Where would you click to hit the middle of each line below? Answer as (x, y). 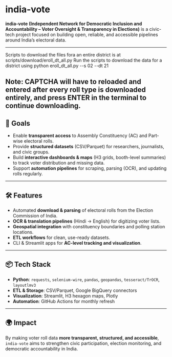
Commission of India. (35, 215)
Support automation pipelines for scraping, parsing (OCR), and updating (90, 168)
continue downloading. (43, 106)
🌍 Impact (21, 323)
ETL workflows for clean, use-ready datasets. (61, 237)
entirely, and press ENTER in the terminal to (76, 98)
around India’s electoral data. (36, 40)
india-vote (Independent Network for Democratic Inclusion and (74, 24)
